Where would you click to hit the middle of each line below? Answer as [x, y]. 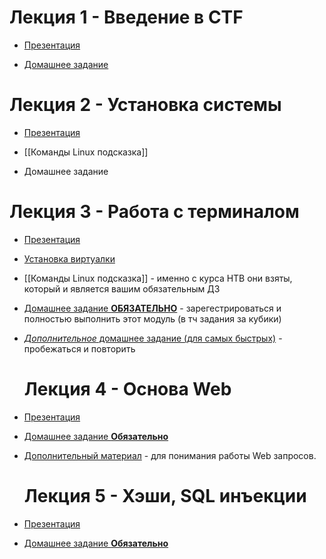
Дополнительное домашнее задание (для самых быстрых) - [153, 338]
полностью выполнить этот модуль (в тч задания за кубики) [152, 318]
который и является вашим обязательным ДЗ [122, 288]
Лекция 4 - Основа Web [127, 389]
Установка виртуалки [69, 258]
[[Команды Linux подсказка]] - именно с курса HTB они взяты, [158, 278]
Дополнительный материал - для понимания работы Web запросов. [170, 455]
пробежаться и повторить [79, 348]
